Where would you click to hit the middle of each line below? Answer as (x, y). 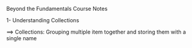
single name (22, 38)
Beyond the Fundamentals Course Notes (57, 9)
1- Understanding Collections (43, 20)
